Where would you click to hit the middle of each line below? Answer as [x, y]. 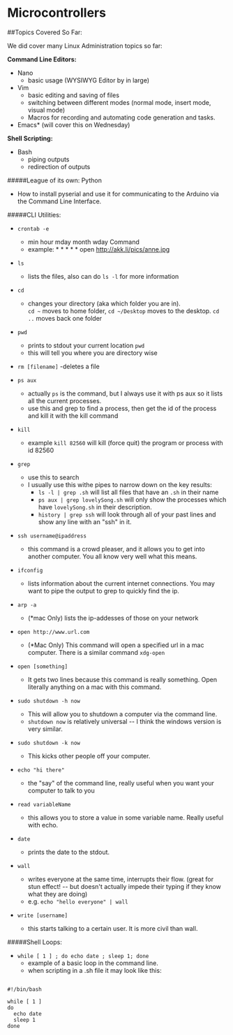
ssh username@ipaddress [52, 536]
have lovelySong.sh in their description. [95, 507]
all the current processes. [65, 400]
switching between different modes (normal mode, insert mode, [119, 102]
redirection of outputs [59, 166]
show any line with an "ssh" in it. [85, 521]
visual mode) [46, 110]
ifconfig [30, 570]
